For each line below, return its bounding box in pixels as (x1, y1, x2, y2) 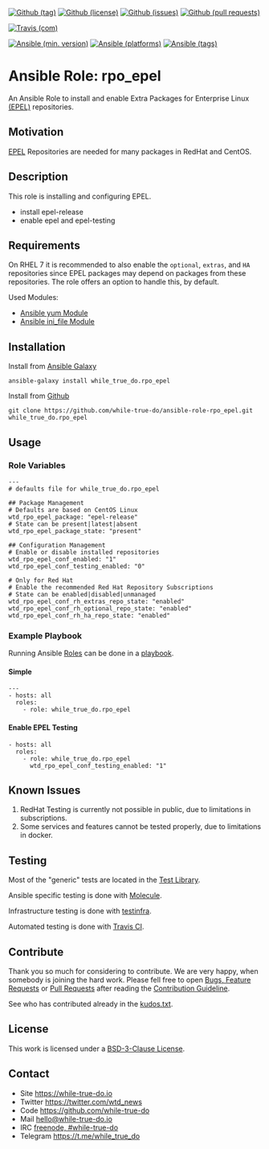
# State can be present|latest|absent (8, 519, 138, 528)
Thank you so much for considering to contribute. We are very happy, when (8, 966, 259, 976)
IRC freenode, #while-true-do (19, 1122, 119, 1132)
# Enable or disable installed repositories (8, 548, 160, 556)
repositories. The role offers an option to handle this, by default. (8, 277, 219, 287)
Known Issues (8, 783, 81, 797)
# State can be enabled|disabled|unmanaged (8, 590, 157, 598)
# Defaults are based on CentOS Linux (8, 506, 138, 514)
